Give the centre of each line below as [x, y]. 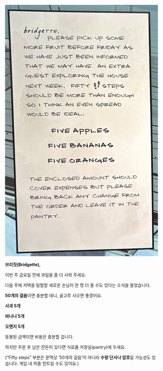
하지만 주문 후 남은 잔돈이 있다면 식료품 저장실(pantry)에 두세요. [65, 347]
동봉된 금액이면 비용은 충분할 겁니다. [39, 337]
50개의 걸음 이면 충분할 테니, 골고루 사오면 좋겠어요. [54, 295]
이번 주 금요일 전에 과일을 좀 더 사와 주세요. [46, 275]
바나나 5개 [15, 316]
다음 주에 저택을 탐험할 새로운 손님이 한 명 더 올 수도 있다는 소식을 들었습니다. [78, 285]
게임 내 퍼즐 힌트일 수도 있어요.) [49, 363]
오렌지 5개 [15, 326]
